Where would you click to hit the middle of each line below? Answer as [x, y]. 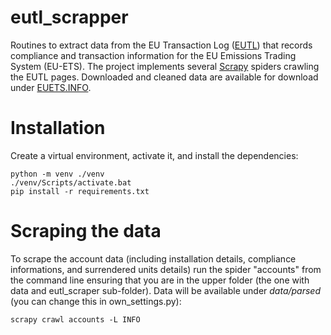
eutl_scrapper [69, 17]
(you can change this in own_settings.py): [96, 301]
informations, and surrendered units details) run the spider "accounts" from [166, 269]
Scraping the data [86, 231]
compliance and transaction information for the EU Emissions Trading [153, 55]
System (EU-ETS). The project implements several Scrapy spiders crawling [165, 66]
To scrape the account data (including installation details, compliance [153, 258]
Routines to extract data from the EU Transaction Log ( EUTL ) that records [161, 45]
